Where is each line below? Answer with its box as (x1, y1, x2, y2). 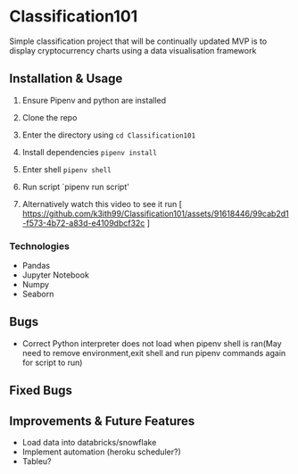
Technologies (9, 239, 70, 252)
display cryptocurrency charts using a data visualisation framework (9, 45, 257, 55)
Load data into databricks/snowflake (21, 437, 157, 448)
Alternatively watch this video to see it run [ (21, 198, 183, 209)
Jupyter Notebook (21, 270, 89, 280)
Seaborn (21, 288, 54, 300)
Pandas (21, 261, 51, 271)
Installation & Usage (9, 71, 123, 87)
